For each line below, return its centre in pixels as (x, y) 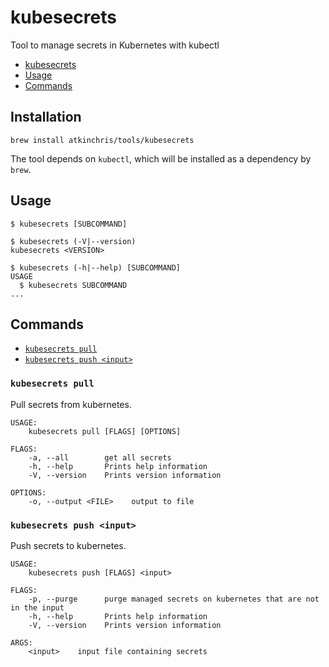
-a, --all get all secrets (100, 457)
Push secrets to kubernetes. (68, 545)
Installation (46, 117)
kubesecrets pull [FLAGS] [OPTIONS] (105, 431)
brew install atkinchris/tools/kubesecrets (102, 140)
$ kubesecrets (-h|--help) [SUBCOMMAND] (96, 267)
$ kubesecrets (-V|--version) (73, 241)
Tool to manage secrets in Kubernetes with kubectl (115, 45)
